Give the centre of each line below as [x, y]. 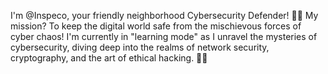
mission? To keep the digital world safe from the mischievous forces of [156, 26]
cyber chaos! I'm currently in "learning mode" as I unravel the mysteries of [164, 36]
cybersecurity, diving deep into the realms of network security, [140, 47]
